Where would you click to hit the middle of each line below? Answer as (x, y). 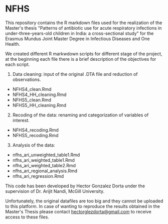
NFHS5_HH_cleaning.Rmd (39, 105)
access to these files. (27, 217)
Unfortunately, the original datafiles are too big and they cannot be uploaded (84, 201)
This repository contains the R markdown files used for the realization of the (84, 23)
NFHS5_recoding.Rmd (35, 135)
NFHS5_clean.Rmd (32, 100)
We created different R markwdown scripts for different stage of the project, (84, 54)
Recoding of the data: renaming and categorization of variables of (80, 115)
